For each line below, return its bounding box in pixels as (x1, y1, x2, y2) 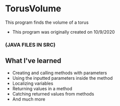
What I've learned (5, 56, 61, 65)
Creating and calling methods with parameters (12, 70, 108, 76)
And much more (12, 96, 46, 102)
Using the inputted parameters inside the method (12, 75, 113, 81)
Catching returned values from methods (12, 91, 94, 97)
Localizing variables (12, 80, 54, 86)
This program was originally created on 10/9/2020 (12, 29, 115, 35)
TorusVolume (5, 3, 61, 14)
